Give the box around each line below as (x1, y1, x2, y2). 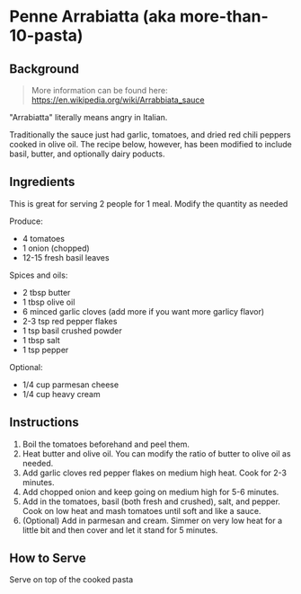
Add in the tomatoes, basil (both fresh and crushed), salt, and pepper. (22, 496, 281, 507)
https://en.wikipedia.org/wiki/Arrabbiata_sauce (31, 94, 205, 105)
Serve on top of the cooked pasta (9, 574, 134, 585)
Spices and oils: (9, 270, 68, 280)
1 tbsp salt (22, 334, 60, 345)
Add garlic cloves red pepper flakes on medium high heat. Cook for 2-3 (22, 467, 288, 478)
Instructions (9, 415, 79, 430)
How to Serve (9, 551, 87, 566)
